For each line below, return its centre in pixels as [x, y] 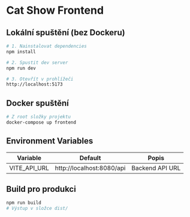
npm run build [24, 203]
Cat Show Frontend [55, 10]
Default [90, 158]
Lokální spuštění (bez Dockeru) [66, 33]
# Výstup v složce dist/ [37, 209]
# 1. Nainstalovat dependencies [46, 46]
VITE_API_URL [29, 168]
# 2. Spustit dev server [37, 62]
